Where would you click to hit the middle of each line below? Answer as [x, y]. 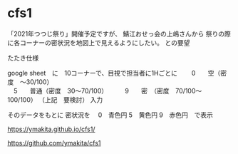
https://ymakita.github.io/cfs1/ [51, 129]
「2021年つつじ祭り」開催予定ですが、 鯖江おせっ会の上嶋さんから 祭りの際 [119, 34]
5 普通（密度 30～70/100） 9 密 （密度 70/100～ [108, 91]
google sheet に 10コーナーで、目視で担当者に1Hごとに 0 [102, 73]
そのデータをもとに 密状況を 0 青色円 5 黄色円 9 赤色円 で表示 [110, 115]
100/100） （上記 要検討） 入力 [55, 99]
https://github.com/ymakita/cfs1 [54, 143]
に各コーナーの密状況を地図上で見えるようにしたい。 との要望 [99, 42]
